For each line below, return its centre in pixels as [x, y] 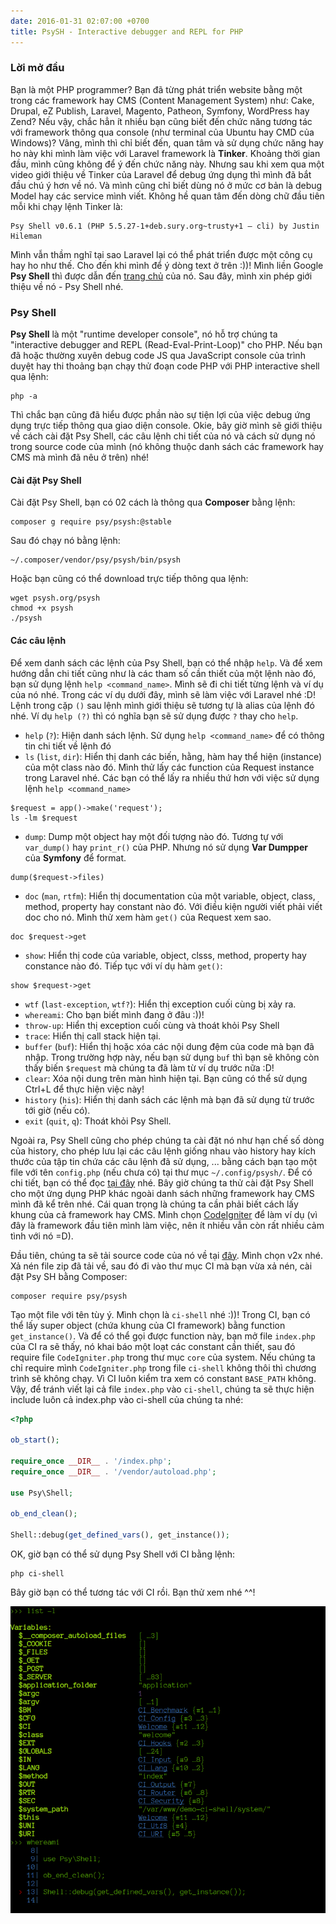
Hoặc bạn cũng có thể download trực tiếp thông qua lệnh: [129, 579]
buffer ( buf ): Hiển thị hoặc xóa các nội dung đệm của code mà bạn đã [169, 1046]
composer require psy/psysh [69, 1296]
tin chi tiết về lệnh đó [68, 746]
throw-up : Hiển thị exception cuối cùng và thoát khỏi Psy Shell [152, 1025]
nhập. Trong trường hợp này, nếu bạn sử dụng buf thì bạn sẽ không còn [172, 1057]
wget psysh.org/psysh [55, 598]
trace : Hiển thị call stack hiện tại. [93, 1036]
